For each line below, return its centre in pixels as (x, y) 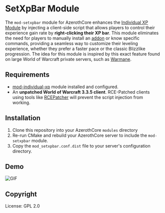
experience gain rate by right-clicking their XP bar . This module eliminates (82, 33)
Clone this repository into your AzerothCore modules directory (75, 130)
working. (21, 103)
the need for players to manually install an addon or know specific (72, 38)
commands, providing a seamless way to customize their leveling (72, 43)
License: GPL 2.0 (23, 206)
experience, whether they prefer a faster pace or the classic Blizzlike (75, 49)
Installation (23, 118)
